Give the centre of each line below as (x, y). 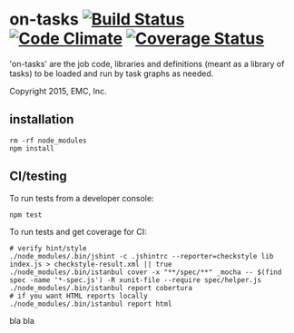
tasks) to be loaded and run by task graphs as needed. (112, 73)
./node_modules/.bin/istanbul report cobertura (101, 288)
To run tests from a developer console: (82, 198)
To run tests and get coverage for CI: (78, 231)
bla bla (22, 320)
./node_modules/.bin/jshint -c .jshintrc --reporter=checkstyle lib (142, 256)
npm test (26, 215)
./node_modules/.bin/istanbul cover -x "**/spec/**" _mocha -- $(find (146, 272)
